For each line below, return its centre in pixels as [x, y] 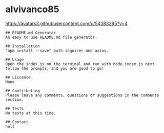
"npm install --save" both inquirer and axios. [57, 50]
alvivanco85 [32, 9]
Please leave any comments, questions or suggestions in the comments [82, 95]
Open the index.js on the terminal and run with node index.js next [80, 64]
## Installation [23, 46]
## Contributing [23, 91]
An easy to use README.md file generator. [51, 37]
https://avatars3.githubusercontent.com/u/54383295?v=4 [67, 23]
